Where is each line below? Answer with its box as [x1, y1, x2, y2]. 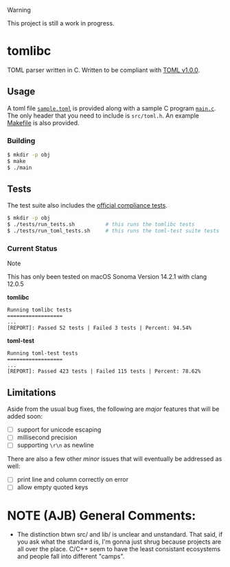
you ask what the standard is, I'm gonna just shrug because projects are [16, 537, 222, 546]
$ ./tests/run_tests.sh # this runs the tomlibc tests [7, 221, 195, 228]
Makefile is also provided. [7, 118, 80, 126]
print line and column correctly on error [16, 476, 129, 484]
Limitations [7, 386, 56, 398]
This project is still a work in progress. [7, 19, 115, 27]
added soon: [7, 412, 43, 421]
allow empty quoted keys [16, 483, 89, 491]
